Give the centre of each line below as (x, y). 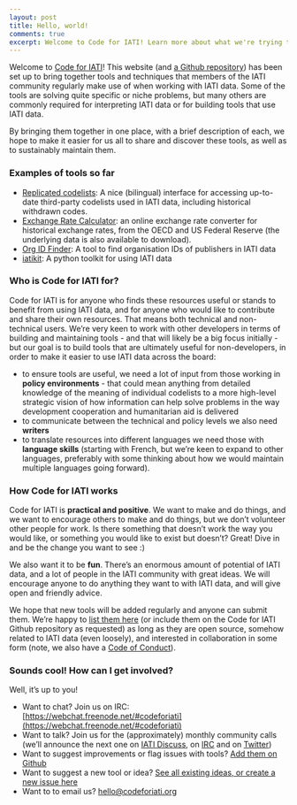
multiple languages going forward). (86, 468)
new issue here (49, 782)
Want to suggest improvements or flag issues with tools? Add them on (149, 754)
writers (36, 430)
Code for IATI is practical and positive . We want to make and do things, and (148, 510)
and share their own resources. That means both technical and (123, 318)
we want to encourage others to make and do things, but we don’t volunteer (147, 519)
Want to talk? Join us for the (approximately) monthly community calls (149, 735)
